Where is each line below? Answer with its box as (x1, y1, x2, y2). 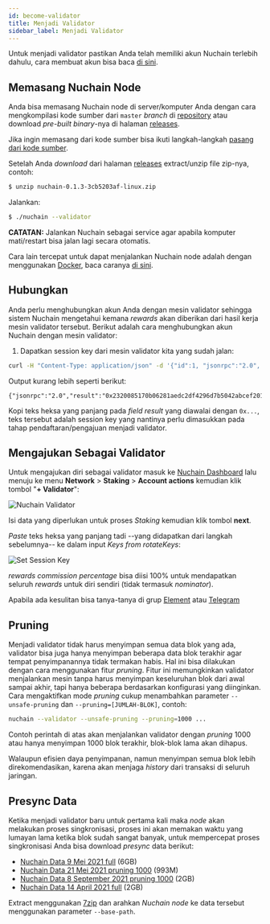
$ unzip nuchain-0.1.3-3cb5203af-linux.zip (8, 183, 157, 191)
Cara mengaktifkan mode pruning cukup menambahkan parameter (8, 691, 230, 700)
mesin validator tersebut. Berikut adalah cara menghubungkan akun (8, 322, 233, 331)
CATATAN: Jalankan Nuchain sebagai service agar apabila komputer (8, 227, 236, 237)
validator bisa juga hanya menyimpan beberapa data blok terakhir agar (8, 648, 243, 658)
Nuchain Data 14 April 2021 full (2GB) (19, 882, 143, 892)
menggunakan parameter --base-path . (8, 906, 136, 916)
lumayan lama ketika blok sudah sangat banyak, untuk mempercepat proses (8, 832, 260, 842)
